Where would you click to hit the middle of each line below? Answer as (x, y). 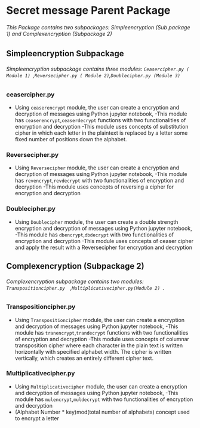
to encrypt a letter (37, 418)
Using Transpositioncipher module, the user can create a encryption (100, 320)
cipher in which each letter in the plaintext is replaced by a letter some (101, 133)
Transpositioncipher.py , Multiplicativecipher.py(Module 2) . (85, 287)
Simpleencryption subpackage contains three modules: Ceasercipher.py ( (98, 69)
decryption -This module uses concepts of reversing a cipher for (94, 187)
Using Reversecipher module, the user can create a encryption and (97, 168)
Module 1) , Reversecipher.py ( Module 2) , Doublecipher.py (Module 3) (93, 75)
